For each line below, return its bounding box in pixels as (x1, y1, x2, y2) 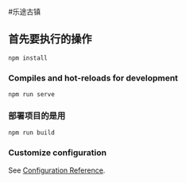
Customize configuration (8, 147, 107, 158)
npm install (8, 54, 48, 62)
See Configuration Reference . (8, 165, 106, 175)
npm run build (8, 129, 56, 137)
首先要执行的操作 (8, 33, 92, 46)
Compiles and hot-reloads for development (8, 72, 179, 84)
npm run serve (8, 91, 56, 99)
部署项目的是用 (8, 111, 66, 122)
